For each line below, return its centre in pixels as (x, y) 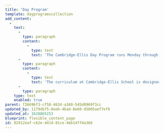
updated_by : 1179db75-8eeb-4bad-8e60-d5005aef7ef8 (58, 109)
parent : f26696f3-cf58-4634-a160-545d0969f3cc (53, 105)
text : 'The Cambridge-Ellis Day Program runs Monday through (95, 55)
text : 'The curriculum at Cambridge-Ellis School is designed (96, 82)
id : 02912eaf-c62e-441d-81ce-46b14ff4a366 (49, 123)
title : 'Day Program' (27, 9)
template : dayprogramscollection (39, 14)
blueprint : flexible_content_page (40, 118)
